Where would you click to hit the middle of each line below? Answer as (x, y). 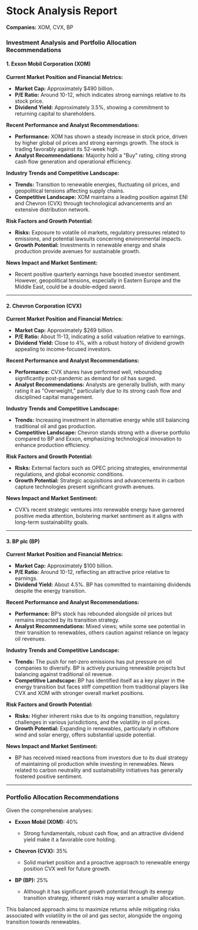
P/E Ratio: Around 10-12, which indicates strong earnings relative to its (100, 95)
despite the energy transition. (50, 591)
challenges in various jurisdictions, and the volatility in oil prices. (93, 722)
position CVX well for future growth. (67, 869)
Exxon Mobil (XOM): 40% (46, 821)
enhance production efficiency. (52, 445)
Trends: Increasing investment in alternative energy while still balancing (102, 420)
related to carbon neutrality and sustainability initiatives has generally (99, 770)
